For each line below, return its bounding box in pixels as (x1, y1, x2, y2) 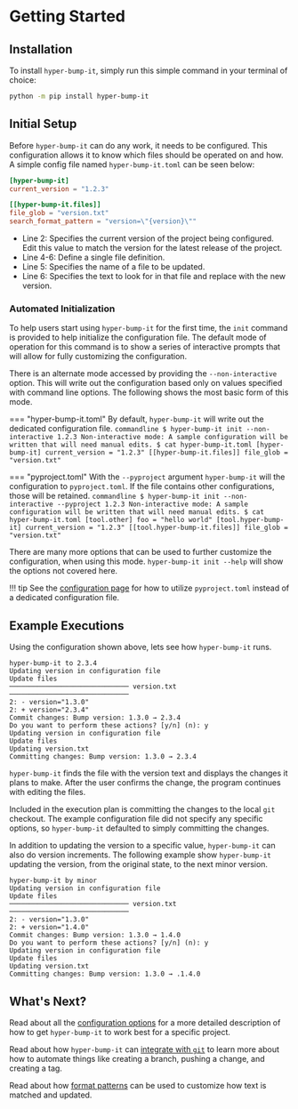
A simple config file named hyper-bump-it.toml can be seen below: (9, 158, 255, 170)
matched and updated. (9, 1089, 93, 1100)
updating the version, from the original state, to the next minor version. (9, 859, 269, 870)
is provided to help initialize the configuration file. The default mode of (9, 332, 267, 343)
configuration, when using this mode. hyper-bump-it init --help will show (9, 556, 284, 567)
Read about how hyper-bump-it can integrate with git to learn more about (9, 1043, 280, 1055)
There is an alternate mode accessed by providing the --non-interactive (9, 368, 278, 379)
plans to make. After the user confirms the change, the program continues (9, 777, 282, 788)
